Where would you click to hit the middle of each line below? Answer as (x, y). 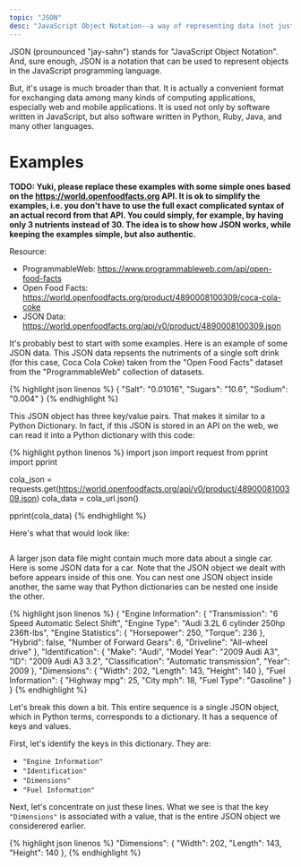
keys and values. (40, 726)
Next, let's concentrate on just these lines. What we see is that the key (139, 807)
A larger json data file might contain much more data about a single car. (141, 558)
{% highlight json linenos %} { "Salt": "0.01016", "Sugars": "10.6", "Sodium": (149, 390)
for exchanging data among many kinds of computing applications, (133, 97)
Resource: (28, 252)
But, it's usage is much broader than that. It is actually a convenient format (146, 88)
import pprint (34, 462)
